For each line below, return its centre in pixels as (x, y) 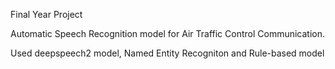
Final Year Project (46, 14)
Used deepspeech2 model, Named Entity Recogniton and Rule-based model (167, 53)
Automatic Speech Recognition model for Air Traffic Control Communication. (168, 33)
